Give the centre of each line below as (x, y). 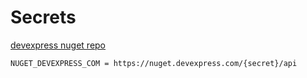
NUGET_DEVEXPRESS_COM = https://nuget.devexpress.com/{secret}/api (154, 63)
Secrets (43, 17)
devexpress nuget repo (58, 45)
